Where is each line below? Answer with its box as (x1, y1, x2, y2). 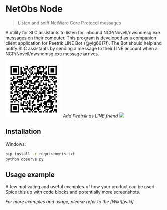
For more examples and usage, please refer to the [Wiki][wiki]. (5, 199, 135, 205)
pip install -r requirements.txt (5, 151, 75, 156)
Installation (5, 127, 41, 136)
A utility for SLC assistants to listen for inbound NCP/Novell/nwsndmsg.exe (5, 29, 160, 35)
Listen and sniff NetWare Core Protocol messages (17, 20, 121, 26)
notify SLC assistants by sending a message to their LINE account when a (5, 45, 158, 51)
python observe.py (5, 157, 44, 162)
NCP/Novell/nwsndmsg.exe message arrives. (5, 51, 99, 57)
